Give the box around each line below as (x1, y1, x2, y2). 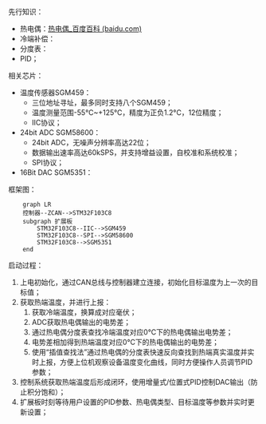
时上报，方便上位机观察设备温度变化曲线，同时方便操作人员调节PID (31, 358, 253, 367)
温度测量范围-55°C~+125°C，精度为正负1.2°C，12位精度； (31, 108, 224, 117)
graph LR (22, 200, 52, 208)
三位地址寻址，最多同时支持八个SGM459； (31, 98, 173, 107)
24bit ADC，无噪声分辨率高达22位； (31, 138, 151, 147)
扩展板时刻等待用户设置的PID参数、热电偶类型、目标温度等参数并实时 (19, 398, 248, 406)
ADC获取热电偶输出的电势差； (31, 318, 131, 327)
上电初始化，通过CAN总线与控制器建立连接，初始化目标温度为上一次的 (19, 278, 252, 287)
